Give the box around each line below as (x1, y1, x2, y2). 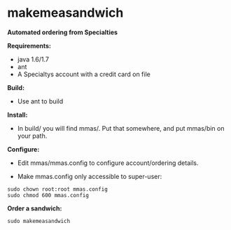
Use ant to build (17, 96, 64, 106)
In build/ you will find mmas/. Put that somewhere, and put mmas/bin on (17, 124, 225, 132)
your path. (17, 131, 48, 140)
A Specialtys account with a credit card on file (17, 70, 150, 78)
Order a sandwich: (7, 204, 62, 213)
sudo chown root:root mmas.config (7, 185, 108, 193)
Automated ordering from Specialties (7, 28, 118, 36)
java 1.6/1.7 (17, 55, 49, 64)
